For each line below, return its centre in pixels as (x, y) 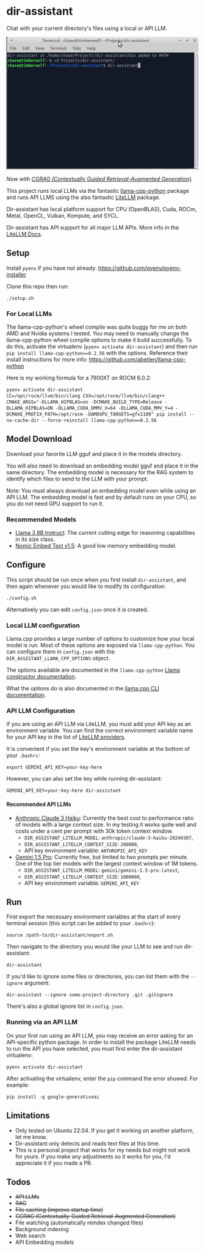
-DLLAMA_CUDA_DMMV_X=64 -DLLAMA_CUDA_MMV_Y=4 (114, 408)
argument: (37, 983)
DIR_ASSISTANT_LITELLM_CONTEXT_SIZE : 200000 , (81, 844)
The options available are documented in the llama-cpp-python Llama (93, 670)
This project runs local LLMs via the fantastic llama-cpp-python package (98, 190)
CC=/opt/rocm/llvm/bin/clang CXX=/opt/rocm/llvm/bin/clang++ (86, 396)
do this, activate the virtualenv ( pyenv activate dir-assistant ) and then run (102, 346)
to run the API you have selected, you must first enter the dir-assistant (95, 1048)
